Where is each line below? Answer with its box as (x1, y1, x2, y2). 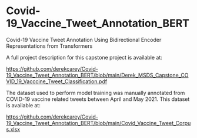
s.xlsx (6, 126, 21, 133)
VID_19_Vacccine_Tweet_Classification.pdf (6, 78, 108, 85)
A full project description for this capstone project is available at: (6, 54, 163, 61)
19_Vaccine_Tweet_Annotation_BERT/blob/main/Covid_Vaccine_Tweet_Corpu (6, 119, 191, 126)
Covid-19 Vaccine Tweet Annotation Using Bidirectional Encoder (6, 36, 162, 43)
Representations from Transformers (6, 42, 93, 50)
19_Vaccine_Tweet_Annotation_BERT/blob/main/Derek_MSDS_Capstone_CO (6, 71, 189, 78)
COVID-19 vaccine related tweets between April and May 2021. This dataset (6, 96, 190, 103)
